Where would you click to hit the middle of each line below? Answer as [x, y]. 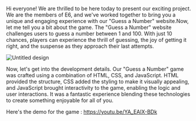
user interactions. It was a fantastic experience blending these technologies [98, 94]
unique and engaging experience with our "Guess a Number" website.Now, [97, 21]
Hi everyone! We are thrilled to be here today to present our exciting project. [99, 9]
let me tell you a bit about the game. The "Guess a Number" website [89, 27]
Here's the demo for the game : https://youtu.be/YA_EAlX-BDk [82, 112]
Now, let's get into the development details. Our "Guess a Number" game [95, 69]
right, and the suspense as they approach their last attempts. [80, 46]
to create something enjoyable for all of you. [60, 100]
